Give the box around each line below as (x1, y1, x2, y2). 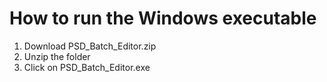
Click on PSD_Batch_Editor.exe (23, 61, 151, 73)
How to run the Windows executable (9, 7, 317, 30)
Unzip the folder (23, 50, 91, 62)
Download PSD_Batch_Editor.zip (23, 40, 157, 52)
